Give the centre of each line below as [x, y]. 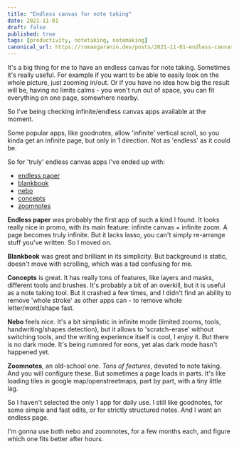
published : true [31, 34]
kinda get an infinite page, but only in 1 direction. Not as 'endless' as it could [119, 140]
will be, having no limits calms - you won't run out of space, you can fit [111, 90]
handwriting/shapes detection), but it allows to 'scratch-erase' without [110, 329]
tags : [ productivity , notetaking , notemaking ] [78, 41]
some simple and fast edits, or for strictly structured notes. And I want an [115, 410]
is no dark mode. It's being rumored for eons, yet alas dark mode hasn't [112, 344]
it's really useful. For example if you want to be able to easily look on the [113, 75]
